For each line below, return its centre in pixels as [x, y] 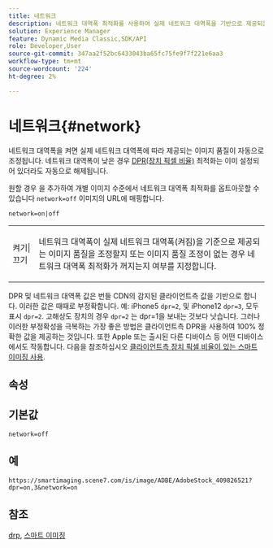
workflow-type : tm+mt [45, 62]
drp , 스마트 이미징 [37, 535]
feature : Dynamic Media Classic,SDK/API [78, 39]
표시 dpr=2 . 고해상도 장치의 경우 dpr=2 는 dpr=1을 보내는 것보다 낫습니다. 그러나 [134, 316]
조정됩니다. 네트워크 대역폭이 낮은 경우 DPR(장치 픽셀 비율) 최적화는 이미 [123, 160]
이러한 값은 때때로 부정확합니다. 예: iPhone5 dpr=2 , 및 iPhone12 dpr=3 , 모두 [139, 306]
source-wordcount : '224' [50, 69]
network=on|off [34, 213]
